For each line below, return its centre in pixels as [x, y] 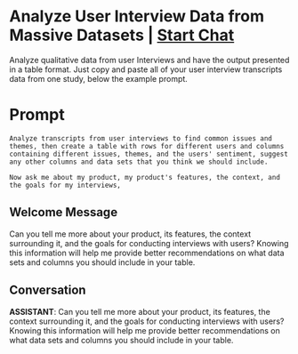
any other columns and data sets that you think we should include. [139, 162]
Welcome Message [64, 212]
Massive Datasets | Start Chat [122, 35]
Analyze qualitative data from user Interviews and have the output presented [149, 60]
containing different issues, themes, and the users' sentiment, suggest [149, 154]
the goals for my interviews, [65, 185]
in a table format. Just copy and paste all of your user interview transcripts [146, 69]
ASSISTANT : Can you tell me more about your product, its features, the [140, 311]
